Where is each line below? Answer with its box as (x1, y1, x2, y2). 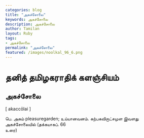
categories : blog (5, 7, 42, 13)
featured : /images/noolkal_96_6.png (5, 50, 83, 55)
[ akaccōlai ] (5, 106, 31, 112)
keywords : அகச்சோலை (5, 17, 48, 22)
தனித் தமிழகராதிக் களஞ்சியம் (5, 72, 119, 83)
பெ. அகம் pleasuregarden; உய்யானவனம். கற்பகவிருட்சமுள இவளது (5, 115, 139, 122)
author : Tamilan (5, 26, 40, 31)
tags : (5, 36, 17, 41)
